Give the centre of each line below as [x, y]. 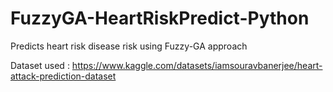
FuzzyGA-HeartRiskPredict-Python [160, 18]
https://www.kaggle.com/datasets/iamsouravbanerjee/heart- [197, 65]
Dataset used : [40, 65]
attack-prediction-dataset [63, 76]
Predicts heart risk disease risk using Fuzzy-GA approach [129, 46]
